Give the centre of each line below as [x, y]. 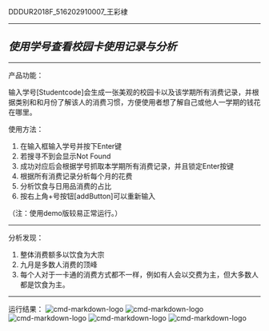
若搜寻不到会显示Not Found [65, 156]
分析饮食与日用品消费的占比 [66, 185]
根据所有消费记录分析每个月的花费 [76, 176]
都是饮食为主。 [44, 284]
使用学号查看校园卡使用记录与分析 [92, 47]
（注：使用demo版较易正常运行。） [65, 213]
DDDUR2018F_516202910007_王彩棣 [68, 12]
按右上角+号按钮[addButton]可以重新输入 [88, 196]
